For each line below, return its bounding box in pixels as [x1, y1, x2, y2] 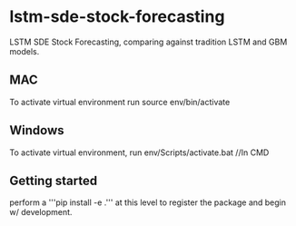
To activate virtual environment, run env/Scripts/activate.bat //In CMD [9, 147, 270, 158]
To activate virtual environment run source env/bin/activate [9, 96, 231, 107]
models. [9, 45, 40, 56]
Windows [9, 123, 64, 138]
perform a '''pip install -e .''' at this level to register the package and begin [9, 197, 287, 208]
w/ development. [9, 207, 73, 218]
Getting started [9, 172, 98, 188]
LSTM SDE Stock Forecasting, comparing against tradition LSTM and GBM [9, 36, 288, 47]
